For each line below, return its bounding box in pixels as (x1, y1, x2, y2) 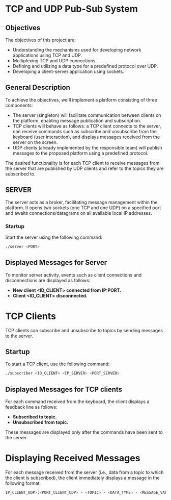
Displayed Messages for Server (5, 258, 107, 267)
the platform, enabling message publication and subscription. (12, 117, 141, 123)
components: (5, 102, 33, 108)
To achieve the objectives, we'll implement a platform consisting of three (5, 96, 158, 103)
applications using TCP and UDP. (12, 52, 82, 58)
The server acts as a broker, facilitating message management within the (5, 199, 158, 205)
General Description (5, 83, 70, 92)
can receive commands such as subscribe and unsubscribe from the (12, 128, 157, 134)
